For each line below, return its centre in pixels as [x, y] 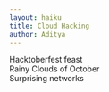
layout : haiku [36, 17]
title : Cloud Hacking [50, 26]
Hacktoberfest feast [46, 60]
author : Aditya [38, 34]
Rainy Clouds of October [54, 69]
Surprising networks [47, 79]
